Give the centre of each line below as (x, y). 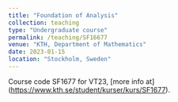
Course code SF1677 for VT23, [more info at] (81, 81)
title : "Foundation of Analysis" (63, 15)
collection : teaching (44, 23)
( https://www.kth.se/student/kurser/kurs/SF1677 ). (89, 89)
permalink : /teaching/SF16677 (58, 37)
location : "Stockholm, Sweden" (60, 60)
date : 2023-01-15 (37, 52)
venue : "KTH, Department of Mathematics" (78, 45)
